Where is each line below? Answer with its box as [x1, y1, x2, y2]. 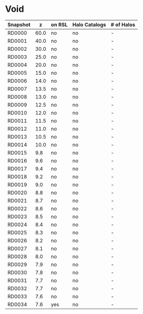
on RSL [50, 21, 68, 28]
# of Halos [111, 21, 136, 28]
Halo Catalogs [72, 21, 106, 28]
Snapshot [7, 21, 31, 28]
